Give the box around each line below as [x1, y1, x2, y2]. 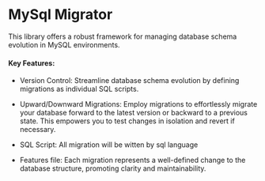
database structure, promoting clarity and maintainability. [19, 164, 206, 173]
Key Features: [8, 58, 55, 68]
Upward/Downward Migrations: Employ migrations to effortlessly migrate [19, 100, 258, 109]
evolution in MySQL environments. [8, 40, 120, 49]
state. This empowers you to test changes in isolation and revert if [19, 116, 235, 126]
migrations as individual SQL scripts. [19, 85, 139, 94]
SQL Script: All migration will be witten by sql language [19, 140, 199, 149]
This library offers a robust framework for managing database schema [8, 32, 237, 41]
